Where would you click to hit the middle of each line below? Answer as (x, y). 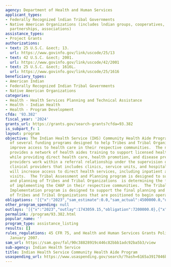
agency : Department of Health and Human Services (59, 10)
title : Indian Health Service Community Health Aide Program (72, 252)
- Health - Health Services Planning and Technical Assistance (74, 100)
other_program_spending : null (37, 205)
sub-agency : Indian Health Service (43, 247)
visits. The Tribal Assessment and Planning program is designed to (85, 176)
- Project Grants (24, 39)
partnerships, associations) (41, 29)
